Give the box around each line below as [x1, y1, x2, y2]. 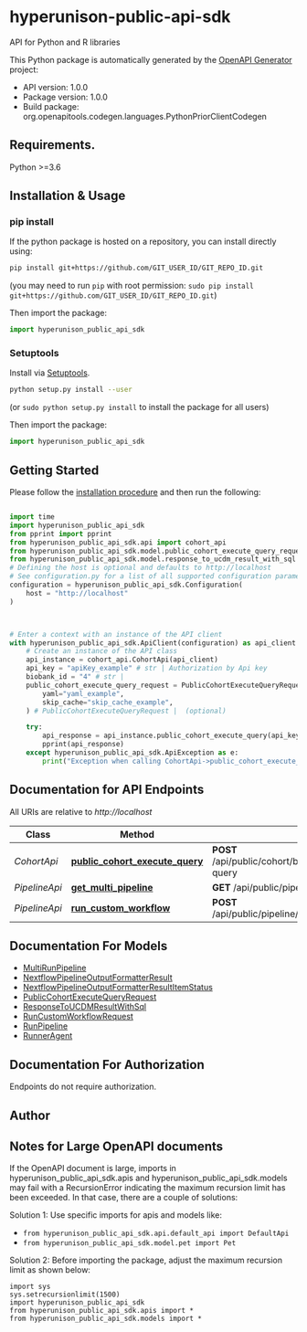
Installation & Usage [9, 188, 126, 204]
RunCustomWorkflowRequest [22, 1011, 134, 1022]
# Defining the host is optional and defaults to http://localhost [9, 564, 272, 573]
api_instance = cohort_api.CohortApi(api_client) [26, 655, 219, 664]
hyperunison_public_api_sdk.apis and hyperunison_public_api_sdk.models [9, 1172, 288, 1184]
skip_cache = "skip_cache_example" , [42, 697, 174, 707]
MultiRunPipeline [22, 962, 87, 974]
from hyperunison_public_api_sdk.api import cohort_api [9, 537, 227, 547]
